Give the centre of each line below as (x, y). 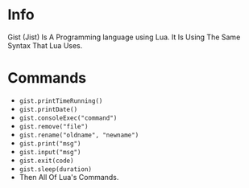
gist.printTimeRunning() (61, 101)
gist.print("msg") (50, 143)
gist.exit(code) (46, 161)
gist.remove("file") (54, 126)
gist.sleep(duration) (55, 169)
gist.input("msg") (50, 152)
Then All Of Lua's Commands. (69, 177)
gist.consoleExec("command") (68, 118)
